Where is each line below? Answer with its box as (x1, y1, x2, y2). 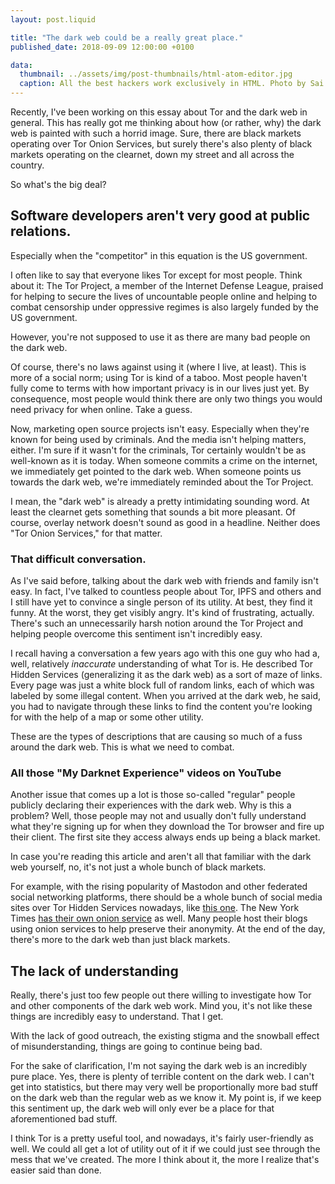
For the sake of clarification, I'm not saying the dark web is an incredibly (10, 1060, 308, 1072)
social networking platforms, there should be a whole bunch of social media (10, 891, 323, 903)
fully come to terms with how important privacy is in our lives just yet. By (10, 382, 310, 394)
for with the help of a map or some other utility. (10, 711, 204, 723)
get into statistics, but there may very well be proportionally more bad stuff (10, 1081, 318, 1093)
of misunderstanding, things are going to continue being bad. (10, 1041, 263, 1053)
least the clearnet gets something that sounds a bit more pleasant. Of (10, 506, 296, 518)
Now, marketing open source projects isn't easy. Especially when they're (10, 422, 310, 435)
